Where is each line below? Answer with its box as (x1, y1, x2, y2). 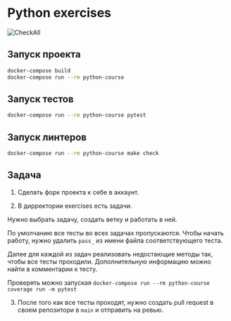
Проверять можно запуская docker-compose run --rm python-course (7, 278, 210, 287)
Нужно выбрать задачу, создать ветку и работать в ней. (7, 215, 177, 223)
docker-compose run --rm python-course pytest (7, 112, 146, 119)
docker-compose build (7, 67, 71, 74)
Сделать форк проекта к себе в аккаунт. (17, 188, 139, 196)
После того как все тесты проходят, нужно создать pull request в (17, 298, 214, 306)
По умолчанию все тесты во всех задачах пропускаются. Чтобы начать (7, 228, 224, 237)
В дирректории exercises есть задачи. (17, 202, 132, 210)
